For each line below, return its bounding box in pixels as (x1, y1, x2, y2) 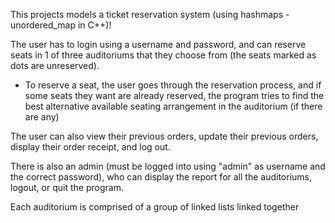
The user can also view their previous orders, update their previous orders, (10, 130, 319, 142)
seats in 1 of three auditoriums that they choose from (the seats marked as (10, 49, 317, 61)
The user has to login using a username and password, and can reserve (10, 39, 307, 50)
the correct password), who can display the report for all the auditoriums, (10, 171, 312, 183)
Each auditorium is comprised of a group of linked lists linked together (10, 201, 300, 213)
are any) (24, 111, 60, 123)
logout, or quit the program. (10, 182, 124, 193)
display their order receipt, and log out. (10, 141, 171, 153)
